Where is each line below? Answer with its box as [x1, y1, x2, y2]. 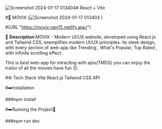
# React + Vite [75, 5, 105, 11]
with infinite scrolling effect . [5, 50, 64, 56]
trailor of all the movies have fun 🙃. [5, 65, 79, 71]
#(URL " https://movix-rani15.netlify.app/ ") [5, 24, 91, 30]
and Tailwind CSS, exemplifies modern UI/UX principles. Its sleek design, [5, 39, 156, 45]
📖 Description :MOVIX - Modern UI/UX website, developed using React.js [5, 34, 156, 40]
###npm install [5, 96, 36, 102]
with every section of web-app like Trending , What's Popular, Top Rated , [5, 45, 157, 50]
